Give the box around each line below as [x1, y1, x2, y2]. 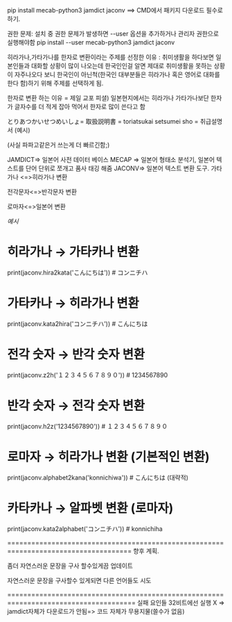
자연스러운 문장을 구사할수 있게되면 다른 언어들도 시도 [7, 576, 152, 584]
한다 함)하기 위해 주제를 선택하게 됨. [7, 79, 104, 87]
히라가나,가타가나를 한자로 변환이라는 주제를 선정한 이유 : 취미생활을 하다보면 [7, 53, 215, 61]
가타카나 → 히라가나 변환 [7, 295, 140, 311]
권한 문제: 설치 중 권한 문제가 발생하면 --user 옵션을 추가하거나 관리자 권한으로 [7, 30, 220, 38]
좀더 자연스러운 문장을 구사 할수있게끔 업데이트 [7, 562, 134, 570]
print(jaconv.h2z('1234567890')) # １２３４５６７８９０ [7, 422, 168, 430]
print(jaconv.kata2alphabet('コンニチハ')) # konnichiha [7, 524, 163, 533]
